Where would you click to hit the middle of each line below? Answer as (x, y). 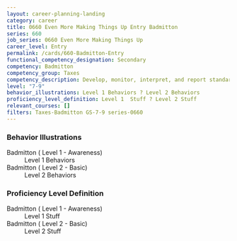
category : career (32, 20)
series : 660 (24, 34)
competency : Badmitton (40, 66)
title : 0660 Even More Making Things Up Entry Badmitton (92, 27)
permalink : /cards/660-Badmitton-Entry (65, 54)
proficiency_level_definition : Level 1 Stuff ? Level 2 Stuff (102, 100)
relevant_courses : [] (39, 106)
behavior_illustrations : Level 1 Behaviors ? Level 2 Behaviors (103, 93)
